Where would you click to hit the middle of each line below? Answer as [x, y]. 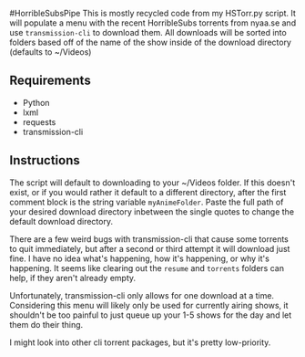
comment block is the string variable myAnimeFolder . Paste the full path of [147, 202]
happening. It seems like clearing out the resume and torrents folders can [147, 268]
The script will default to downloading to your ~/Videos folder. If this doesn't [152, 183]
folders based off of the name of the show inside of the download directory [150, 42]
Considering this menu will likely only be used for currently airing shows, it [149, 305]
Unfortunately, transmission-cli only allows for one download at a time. [142, 295]
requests [39, 121]
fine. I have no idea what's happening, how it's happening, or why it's [140, 258]
